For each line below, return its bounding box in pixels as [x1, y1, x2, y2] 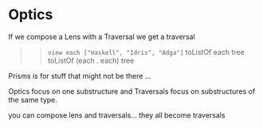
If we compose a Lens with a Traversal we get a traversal [8, 32, 195, 41]
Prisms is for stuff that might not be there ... [8, 71, 151, 80]
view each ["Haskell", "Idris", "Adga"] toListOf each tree [47, 47, 245, 56]
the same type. [8, 95, 58, 104]
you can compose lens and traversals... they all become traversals [8, 110, 226, 120]
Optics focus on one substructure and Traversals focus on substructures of [8, 86, 256, 96]
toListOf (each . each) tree [47, 56, 135, 65]
